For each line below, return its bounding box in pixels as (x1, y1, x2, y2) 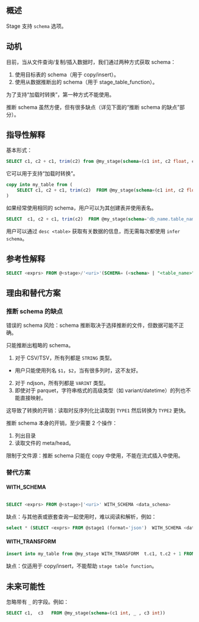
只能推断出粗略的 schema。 (6, 342, 74, 349)
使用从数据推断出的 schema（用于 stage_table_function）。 (14, 78, 158, 85)
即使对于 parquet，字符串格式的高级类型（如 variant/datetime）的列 (14, 387, 181, 394)
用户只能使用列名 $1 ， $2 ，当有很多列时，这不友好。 (14, 367, 142, 374)
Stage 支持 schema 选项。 (6, 23, 67, 30)
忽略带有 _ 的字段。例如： (6, 598, 69, 605)
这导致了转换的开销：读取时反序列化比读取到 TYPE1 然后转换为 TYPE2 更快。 (6, 407, 190, 414)
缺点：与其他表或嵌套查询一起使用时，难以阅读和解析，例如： (6, 513, 157, 520)
